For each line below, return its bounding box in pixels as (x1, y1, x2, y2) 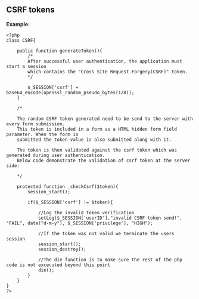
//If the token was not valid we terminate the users (38, 230, 175, 236)
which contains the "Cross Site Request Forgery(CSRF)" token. (27, 69, 188, 75)
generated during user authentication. (6, 152, 105, 158)
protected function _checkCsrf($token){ (17, 183, 119, 190)
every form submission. (6, 121, 66, 127)
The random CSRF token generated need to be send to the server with (17, 116, 194, 122)
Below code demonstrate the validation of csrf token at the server (17, 158, 191, 164)
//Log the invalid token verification (38, 209, 135, 215)
